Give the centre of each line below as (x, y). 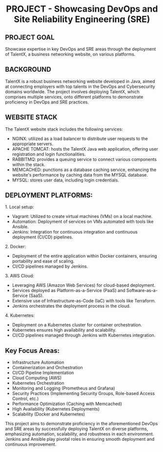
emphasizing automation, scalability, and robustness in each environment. (80, 434)
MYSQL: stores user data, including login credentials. (66, 180)
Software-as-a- (142, 291)
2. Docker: (15, 247)
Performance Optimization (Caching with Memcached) (67, 404)
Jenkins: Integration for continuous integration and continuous (75, 232)
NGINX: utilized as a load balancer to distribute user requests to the (80, 138)
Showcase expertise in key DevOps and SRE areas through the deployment (81, 49)
